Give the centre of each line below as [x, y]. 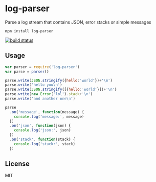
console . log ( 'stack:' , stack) [45, 144]
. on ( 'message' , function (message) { [47, 112]
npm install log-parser [29, 31]
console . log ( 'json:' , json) [42, 130]
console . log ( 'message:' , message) [49, 117]
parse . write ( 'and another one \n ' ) [40, 99]
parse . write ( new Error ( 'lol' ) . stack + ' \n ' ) [49, 94]
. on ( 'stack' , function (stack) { [43, 139]
